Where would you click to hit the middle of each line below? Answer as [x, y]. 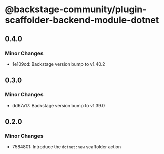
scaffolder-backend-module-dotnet [82, 20]
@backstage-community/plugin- [76, 9]
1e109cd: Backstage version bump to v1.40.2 [58, 64]
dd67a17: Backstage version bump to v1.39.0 [58, 105]
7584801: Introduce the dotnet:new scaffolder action [67, 147]
